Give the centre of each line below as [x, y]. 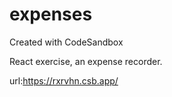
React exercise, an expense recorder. [86, 61]
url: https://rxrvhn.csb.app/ [64, 80]
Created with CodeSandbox [66, 42]
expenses [51, 14]
